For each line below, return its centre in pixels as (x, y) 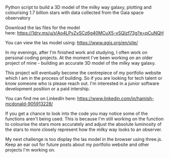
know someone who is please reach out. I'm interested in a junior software (82, 83)
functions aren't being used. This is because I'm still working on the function (84, 119)
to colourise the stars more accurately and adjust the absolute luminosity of (83, 124)
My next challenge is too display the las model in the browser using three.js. (84, 139)
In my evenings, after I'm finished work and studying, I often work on (76, 52)
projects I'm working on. (30, 150)
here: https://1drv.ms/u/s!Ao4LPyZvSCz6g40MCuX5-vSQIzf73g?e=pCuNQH (84, 33)
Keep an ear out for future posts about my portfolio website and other (77, 144)
